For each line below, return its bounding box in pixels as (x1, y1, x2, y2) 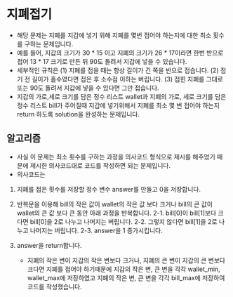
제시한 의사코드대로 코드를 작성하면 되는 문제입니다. (29, 161, 171, 169)
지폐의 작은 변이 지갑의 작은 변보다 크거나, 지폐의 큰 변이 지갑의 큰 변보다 (27, 256, 226, 264)
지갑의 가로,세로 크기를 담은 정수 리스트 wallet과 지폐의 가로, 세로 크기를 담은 (16, 92, 227, 100)
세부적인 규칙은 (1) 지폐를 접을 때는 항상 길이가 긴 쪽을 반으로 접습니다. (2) (16, 66, 219, 74)
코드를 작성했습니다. (27, 282, 82, 291)
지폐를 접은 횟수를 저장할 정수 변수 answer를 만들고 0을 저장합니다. (16, 185, 201, 193)
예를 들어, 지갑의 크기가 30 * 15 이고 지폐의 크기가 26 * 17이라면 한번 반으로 (16, 48, 224, 57)
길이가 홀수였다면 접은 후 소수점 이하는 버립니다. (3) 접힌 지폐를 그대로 (32, 74, 224, 83)
